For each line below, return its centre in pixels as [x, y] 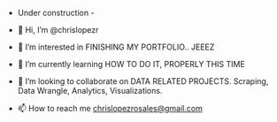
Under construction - [56, 13]
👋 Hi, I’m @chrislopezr [58, 30]
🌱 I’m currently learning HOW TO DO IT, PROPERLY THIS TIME [131, 64]
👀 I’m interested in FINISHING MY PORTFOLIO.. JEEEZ [116, 47]
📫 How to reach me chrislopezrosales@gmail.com [110, 108]
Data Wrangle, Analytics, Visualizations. [90, 91]
